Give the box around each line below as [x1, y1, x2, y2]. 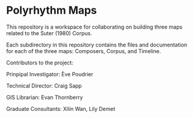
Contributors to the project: [6, 59, 74, 66]
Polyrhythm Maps [6, 4, 97, 17]
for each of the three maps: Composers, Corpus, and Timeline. [6, 47, 161, 54]
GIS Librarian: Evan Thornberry [6, 94, 83, 101]
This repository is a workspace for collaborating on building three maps [6, 23, 183, 30]
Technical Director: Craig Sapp [6, 82, 82, 89]
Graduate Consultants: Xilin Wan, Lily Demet [6, 105, 116, 112]
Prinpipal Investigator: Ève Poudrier [6, 70, 94, 77]
